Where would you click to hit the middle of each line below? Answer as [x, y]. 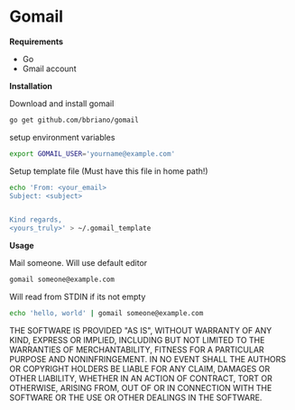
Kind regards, [36, 220]
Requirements [37, 41]
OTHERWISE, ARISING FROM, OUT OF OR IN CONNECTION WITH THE [141, 387]
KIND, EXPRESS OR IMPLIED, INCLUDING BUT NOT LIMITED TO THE [137, 340]
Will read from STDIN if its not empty [78, 297]
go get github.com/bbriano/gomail [74, 120]
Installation [31, 86]
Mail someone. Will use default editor [78, 263]
